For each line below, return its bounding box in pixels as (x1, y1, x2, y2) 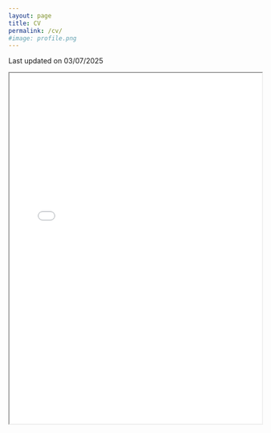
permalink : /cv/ (8, 26, 63, 34)
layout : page (8, 11, 52, 20)
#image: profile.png (8, 34, 78, 42)
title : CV (8, 19, 42, 27)
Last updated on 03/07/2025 (8, 56, 103, 66)
